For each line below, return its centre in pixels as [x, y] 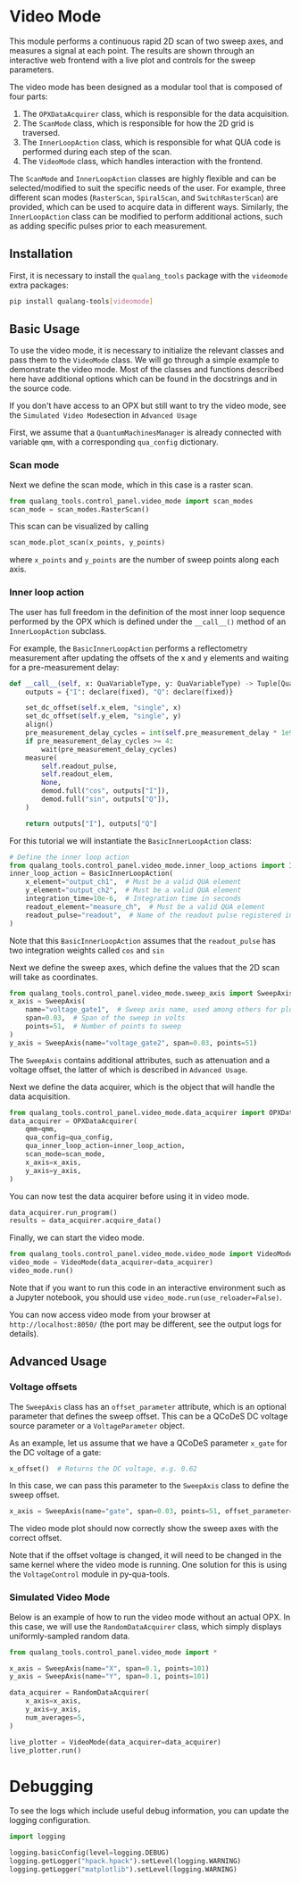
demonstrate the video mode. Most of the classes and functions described [146, 370]
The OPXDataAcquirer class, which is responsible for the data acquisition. [156, 113]
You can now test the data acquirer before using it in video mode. [129, 1196]
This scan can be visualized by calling [79, 526]
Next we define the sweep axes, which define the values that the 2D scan [145, 967]
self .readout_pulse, [79, 766]
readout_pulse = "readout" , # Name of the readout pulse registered [153, 915]
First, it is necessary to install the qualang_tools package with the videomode [149, 275]
